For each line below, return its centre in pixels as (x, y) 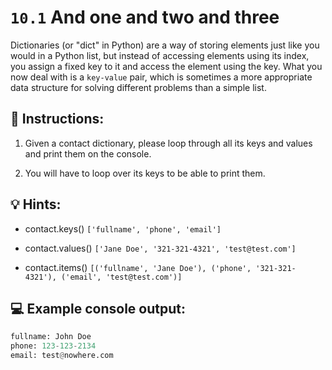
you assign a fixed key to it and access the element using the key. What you (166, 66)
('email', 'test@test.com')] (122, 277)
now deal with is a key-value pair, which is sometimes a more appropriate (161, 77)
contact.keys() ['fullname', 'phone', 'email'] (123, 228)
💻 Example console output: (98, 308)
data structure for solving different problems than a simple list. (138, 87)
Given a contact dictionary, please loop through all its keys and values (168, 143)
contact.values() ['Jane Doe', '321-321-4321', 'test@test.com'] (160, 248)
